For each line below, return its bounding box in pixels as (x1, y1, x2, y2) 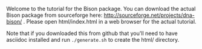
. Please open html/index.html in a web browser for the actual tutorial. (23, 18, 197, 25)
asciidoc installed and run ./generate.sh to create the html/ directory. (6, 36, 180, 43)
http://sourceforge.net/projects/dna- (103, 11, 195, 19)
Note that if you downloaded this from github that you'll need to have (6, 30, 178, 37)
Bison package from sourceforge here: (6, 11, 103, 19)
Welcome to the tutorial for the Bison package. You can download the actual (6, 5, 196, 12)
